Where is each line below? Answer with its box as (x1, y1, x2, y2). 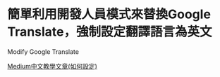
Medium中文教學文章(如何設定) (7, 62, 97, 70)
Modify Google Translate (7, 47, 80, 56)
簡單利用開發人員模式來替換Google (7, 6, 212, 22)
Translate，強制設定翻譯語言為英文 (7, 24, 212, 40)
